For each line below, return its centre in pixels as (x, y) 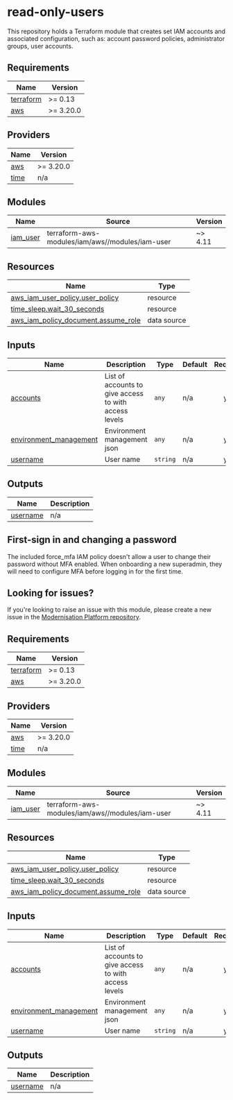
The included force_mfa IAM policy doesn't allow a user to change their (109, 556)
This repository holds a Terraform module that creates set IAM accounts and (116, 31)
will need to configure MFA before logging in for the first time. (95, 571)
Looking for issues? (51, 593)
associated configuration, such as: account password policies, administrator (116, 38)
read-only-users (55, 12)
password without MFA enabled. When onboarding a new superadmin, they (115, 564)
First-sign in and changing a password (92, 540)
